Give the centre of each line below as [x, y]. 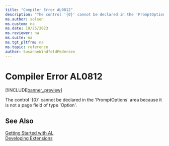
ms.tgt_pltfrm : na [24, 42]
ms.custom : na [20, 24]
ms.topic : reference [27, 47]
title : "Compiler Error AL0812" [39, 10]
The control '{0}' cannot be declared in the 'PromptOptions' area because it [83, 100]
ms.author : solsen [24, 19]
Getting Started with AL [29, 133]
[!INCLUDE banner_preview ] [34, 90]
